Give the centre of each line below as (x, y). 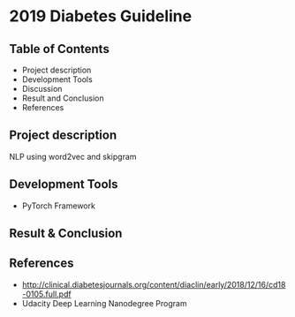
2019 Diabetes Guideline (101, 16)
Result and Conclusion (63, 98)
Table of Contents (60, 49)
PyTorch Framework (58, 206)
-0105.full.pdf (47, 294)
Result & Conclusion (66, 234)
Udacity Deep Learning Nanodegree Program (104, 303)
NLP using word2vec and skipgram (73, 156)
